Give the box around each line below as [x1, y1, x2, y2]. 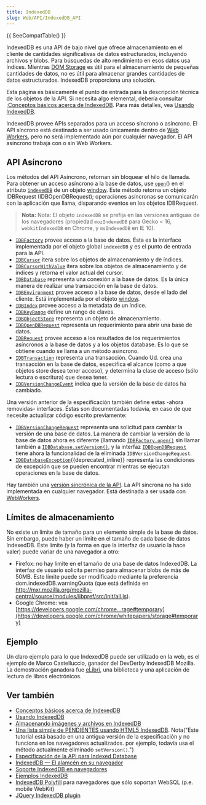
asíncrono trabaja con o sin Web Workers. [6, 139, 113, 146]
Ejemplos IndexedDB [15, 772, 68, 779]
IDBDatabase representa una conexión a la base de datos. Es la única [15, 276, 189, 283]
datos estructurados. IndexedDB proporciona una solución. [6, 76, 156, 84]
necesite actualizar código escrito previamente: [6, 411, 127, 419]
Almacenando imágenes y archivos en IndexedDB [15, 720, 141, 727]
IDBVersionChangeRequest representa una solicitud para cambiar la [15, 424, 183, 431]
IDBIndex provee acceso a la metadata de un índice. [15, 302, 147, 309]
